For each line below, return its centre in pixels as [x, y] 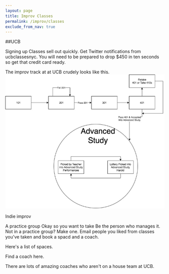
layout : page [19, 11]
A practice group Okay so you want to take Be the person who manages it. [83, 226]
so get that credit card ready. [35, 62]
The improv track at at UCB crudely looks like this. [57, 72]
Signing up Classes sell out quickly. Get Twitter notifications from [73, 52]
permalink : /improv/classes [35, 21]
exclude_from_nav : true [30, 27]
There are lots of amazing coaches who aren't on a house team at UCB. [80, 266]
